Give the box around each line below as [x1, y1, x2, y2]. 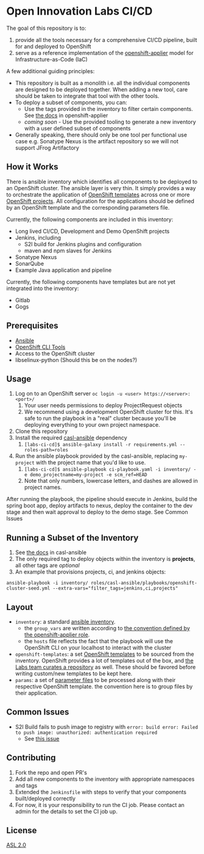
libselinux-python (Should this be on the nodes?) [15, 356, 138, 363]
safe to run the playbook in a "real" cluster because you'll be [24, 415, 177, 422]
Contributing [6, 753, 56, 763]
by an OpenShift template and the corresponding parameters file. [6, 204, 170, 211]
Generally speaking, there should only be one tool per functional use [15, 131, 188, 138]
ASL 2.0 [6, 841, 26, 849]
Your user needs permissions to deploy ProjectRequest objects [24, 402, 183, 409]
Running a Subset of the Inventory [6, 532, 139, 543]
